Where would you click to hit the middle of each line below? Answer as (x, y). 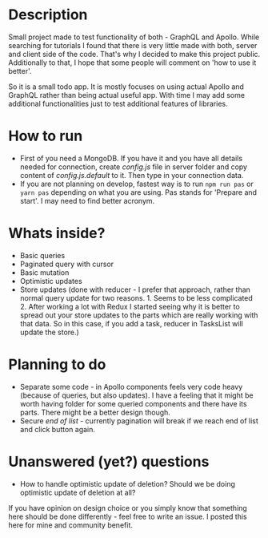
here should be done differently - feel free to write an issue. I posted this (128, 516)
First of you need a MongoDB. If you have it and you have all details (131, 158)
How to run (46, 136)
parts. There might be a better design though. (95, 412)
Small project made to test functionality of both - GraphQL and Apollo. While (134, 37)
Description (48, 15)
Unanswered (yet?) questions (109, 461)
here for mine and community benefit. (71, 525)
